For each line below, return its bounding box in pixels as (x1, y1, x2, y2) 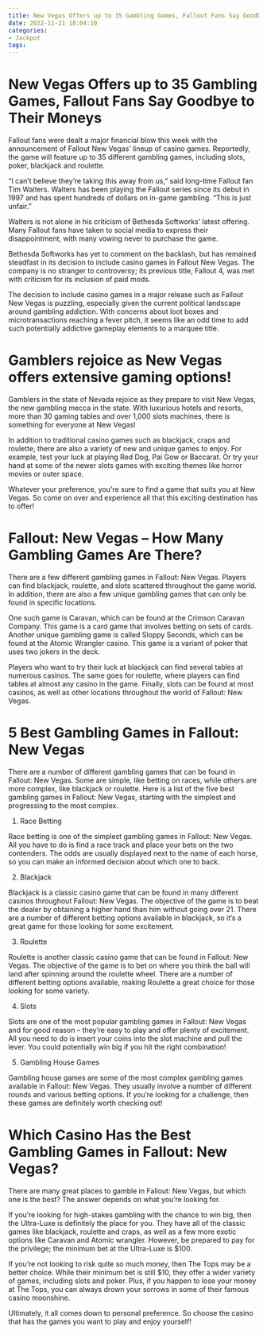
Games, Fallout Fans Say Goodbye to (8, 92, 255, 110)
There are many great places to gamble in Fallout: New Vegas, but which (8, 1185, 246, 1196)
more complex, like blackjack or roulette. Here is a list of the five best (8, 783, 234, 793)
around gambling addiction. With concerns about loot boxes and (8, 307, 219, 316)
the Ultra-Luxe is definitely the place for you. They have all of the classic (8, 1218, 246, 1228)
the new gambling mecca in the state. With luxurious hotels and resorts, (8, 403, 244, 412)
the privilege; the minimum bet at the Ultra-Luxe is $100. (8, 1243, 193, 1253)
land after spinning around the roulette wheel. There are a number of (8, 969, 233, 978)
